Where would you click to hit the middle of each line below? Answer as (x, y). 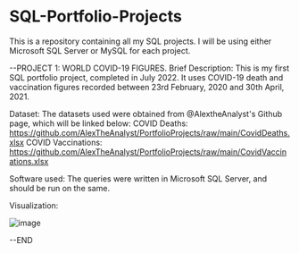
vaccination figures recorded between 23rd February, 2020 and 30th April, (147, 87)
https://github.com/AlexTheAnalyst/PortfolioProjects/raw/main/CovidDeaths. (149, 132)
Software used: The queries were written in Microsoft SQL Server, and (138, 178)
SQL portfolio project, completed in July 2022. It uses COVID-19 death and (146, 77)
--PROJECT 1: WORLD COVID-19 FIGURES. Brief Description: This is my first (149, 68)
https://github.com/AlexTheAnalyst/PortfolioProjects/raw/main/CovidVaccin (148, 152)
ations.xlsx (29, 161)
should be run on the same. (59, 188)
